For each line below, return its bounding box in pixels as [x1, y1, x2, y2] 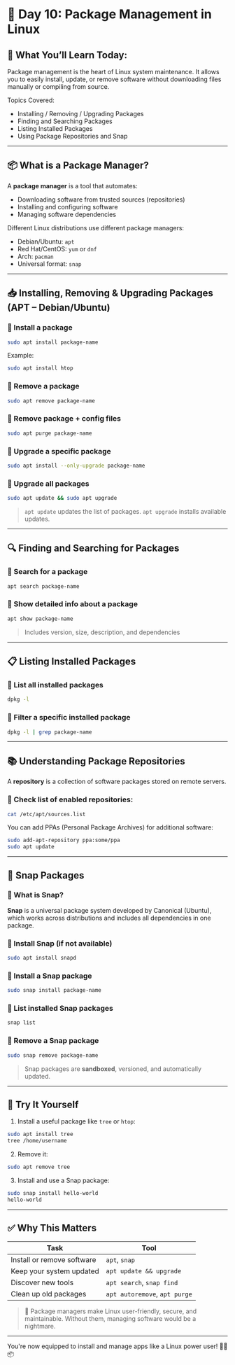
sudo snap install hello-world [7, 1189, 99, 1196]
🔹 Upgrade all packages [7, 479, 90, 489]
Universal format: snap [17, 259, 82, 268]
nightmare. [24, 1322, 56, 1330]
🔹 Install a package [7, 323, 73, 332]
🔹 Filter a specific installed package [7, 713, 131, 722]
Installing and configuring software [17, 202, 118, 211]
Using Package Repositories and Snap [17, 132, 128, 140]
